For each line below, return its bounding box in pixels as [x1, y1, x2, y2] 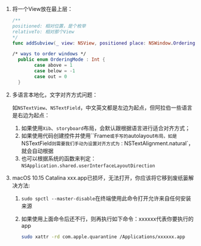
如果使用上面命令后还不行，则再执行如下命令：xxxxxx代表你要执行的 [21, 215, 194, 222]
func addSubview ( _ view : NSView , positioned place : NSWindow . [12, 40, 174, 46]
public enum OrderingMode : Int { [18, 56, 105, 63]
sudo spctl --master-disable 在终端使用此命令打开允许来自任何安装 [21, 194, 191, 202]
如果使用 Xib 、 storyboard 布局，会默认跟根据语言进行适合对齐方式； [21, 124, 191, 132]
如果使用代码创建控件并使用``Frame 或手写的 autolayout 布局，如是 [21, 132, 177, 139]
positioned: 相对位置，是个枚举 [12, 23, 86, 29]
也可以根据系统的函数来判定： [21, 154, 96, 162]
